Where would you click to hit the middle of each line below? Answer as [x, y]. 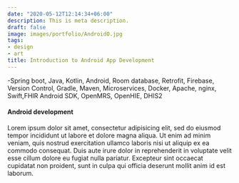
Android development [40, 112]
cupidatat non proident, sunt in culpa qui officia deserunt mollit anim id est [117, 165]
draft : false [27, 27]
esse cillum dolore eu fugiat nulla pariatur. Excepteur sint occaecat [105, 158]
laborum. [21, 173]
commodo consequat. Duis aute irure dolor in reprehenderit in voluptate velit [119, 150]
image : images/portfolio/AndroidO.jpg [65, 34]
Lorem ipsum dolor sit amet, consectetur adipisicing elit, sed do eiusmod [114, 127]
